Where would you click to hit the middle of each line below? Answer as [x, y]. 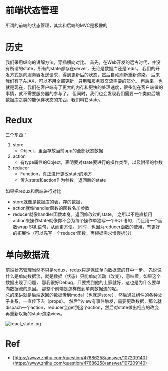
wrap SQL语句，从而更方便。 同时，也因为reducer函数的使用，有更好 [89, 227]
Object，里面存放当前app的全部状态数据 [62, 150]
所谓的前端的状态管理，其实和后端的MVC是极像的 [56, 25]
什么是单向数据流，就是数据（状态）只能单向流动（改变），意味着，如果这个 [83, 276]
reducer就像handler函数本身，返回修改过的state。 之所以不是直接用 [82, 214]
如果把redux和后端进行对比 [33, 191]
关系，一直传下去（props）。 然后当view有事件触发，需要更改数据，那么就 [86, 301]
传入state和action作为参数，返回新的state [63, 180]
